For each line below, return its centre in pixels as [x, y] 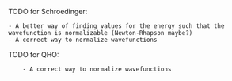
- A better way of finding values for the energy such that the [116, 26]
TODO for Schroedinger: [48, 12]
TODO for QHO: [34, 54]
